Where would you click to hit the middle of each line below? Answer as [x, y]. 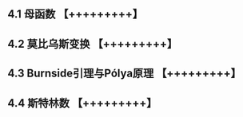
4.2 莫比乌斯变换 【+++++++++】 [92, 43]
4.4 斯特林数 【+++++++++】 [82, 103]
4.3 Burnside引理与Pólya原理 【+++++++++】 [124, 74]
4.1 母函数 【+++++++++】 [75, 14]
